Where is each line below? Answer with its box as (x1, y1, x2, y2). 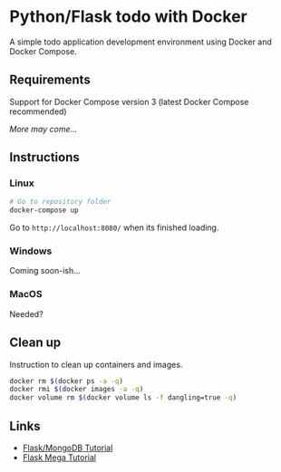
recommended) (9, 106, 67, 117)
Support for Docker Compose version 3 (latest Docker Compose (9, 96, 249, 107)
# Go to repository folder (9, 197, 111, 207)
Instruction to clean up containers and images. (9, 359, 183, 370)
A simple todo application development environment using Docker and (9, 36, 272, 47)
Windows (9, 245, 53, 257)
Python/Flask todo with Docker (9, 6, 247, 27)
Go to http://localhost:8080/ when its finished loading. (9, 222, 219, 233)
